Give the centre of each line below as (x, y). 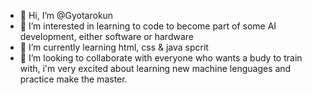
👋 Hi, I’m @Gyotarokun (66, 15)
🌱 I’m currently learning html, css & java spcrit (114, 47)
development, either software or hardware (107, 36)
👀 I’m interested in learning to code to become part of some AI (148, 26)
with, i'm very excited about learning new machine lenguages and (155, 68)
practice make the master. (73, 79)
